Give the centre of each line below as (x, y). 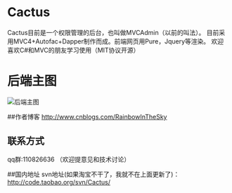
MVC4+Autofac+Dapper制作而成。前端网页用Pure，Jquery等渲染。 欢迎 (118, 41)
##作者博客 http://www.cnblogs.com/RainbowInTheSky (87, 117)
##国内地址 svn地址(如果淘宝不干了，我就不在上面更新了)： (94, 174)
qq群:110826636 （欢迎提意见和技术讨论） (69, 159)
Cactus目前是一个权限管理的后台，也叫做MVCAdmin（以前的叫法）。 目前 (113, 32)
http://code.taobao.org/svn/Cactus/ (59, 182)
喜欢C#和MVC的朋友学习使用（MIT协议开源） (73, 50)
